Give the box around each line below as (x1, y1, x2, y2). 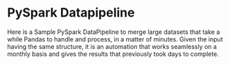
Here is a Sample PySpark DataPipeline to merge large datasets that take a (7, 28, 220, 36)
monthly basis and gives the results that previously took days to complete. (7, 50, 220, 58)
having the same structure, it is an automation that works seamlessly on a (7, 42, 217, 50)
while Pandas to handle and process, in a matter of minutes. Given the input (7, 35, 223, 43)
